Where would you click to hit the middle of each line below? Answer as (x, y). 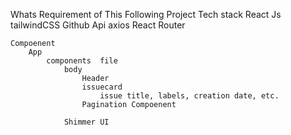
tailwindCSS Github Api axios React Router (98, 25)
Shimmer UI (86, 122)
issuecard (102, 87)
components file (82, 61)
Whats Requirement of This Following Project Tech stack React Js (146, 14)
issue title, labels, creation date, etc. (189, 96)
